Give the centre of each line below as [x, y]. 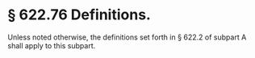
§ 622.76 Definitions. [79, 15]
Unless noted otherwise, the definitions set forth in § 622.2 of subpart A [127, 37]
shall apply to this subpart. [52, 45]
